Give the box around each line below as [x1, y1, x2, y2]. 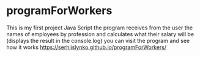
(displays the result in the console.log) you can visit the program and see [6, 37, 190, 44]
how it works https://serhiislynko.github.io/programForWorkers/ [6, 44, 167, 51]
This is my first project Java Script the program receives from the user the [6, 24, 193, 31]
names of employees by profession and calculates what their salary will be [6, 30, 194, 37]
